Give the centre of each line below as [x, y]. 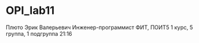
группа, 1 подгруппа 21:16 [39, 33]
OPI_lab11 [30, 11]
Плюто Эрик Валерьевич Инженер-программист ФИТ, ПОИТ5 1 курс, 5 [99, 27]
